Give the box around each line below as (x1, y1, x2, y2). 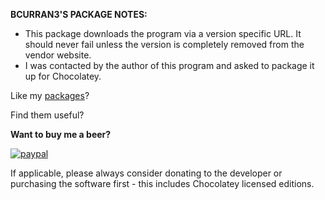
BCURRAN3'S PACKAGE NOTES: (10, 9, 148, 20)
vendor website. (24, 49, 92, 61)
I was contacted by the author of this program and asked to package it (24, 60, 315, 71)
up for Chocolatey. (24, 70, 102, 82)
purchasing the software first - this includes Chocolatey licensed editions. (10, 178, 315, 189)
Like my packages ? (10, 90, 90, 101)
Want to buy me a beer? (10, 129, 112, 140)
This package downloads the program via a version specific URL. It (24, 28, 302, 39)
